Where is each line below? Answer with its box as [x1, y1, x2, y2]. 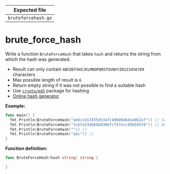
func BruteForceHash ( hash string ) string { [5, 155, 99, 160]
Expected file [13, 7, 47, 13]
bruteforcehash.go [8, 15, 52, 21]
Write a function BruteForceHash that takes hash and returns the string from [5, 51, 161, 57]
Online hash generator [12, 93, 60, 99]
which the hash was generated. [5, 56, 71, 62]
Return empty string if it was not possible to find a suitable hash [12, 82, 146, 88]
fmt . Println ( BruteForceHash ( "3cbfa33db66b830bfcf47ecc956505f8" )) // [10, 122, 159, 127]
